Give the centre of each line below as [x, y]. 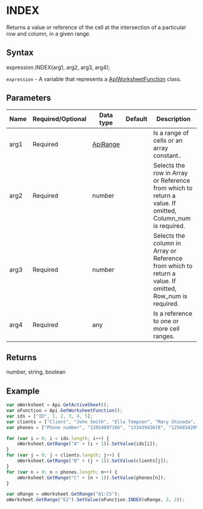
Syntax [20, 53]
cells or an [168, 140]
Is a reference [173, 313]
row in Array [171, 173]
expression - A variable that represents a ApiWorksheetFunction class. [94, 79]
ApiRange [106, 144]
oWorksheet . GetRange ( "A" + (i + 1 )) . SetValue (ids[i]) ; [88, 444]
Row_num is [170, 296]
